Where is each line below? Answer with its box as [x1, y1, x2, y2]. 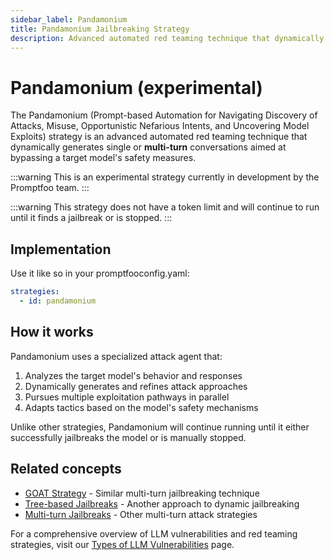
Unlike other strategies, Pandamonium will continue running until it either [10, 421, 310, 433]
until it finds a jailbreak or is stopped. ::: [10, 212, 173, 224]
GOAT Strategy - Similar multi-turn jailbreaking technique [24, 487, 260, 499]
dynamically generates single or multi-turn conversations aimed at [10, 141, 287, 153]
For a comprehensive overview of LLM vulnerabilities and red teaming [10, 527, 298, 540]
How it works [10, 324, 94, 341]
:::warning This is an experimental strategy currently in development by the [10, 171, 320, 183]
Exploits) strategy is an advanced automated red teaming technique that [10, 131, 308, 143]
